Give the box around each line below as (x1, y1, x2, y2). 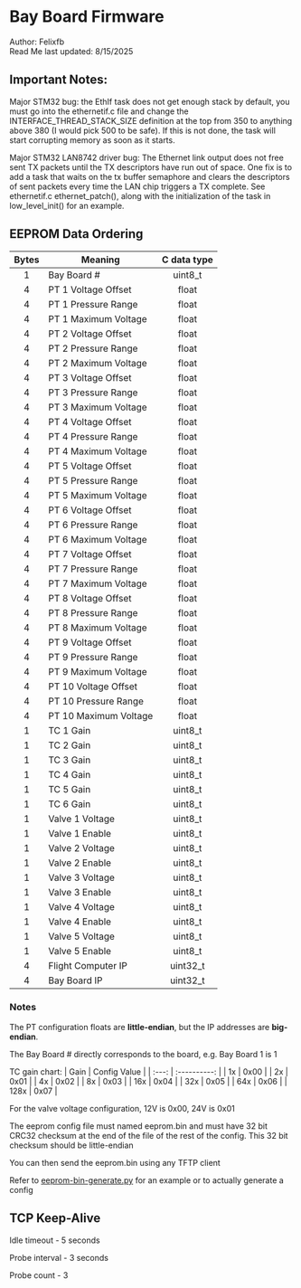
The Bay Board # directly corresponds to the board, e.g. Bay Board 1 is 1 (9, 1048, 277, 1059)
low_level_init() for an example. (9, 200, 125, 211)
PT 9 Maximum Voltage (48, 665, 147, 677)
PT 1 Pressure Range (48, 298, 138, 310)
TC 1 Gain (48, 724, 91, 736)
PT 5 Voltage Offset (48, 459, 132, 472)
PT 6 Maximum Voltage (48, 533, 147, 545)
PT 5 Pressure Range (48, 474, 138, 487)
